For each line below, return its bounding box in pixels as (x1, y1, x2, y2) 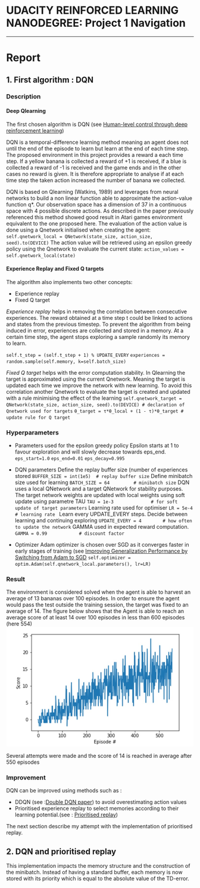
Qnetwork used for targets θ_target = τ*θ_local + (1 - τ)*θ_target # (6, 408, 184, 414)
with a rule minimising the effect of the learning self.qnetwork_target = (6, 394, 182, 402)
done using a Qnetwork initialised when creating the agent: (6, 226, 151, 233)
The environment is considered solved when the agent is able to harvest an (6, 588, 191, 596)
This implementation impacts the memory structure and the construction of (6, 862, 190, 869)
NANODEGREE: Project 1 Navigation (6, 16, 186, 30)
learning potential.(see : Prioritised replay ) (14, 811, 118, 818)
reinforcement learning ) (6, 127, 64, 134)
